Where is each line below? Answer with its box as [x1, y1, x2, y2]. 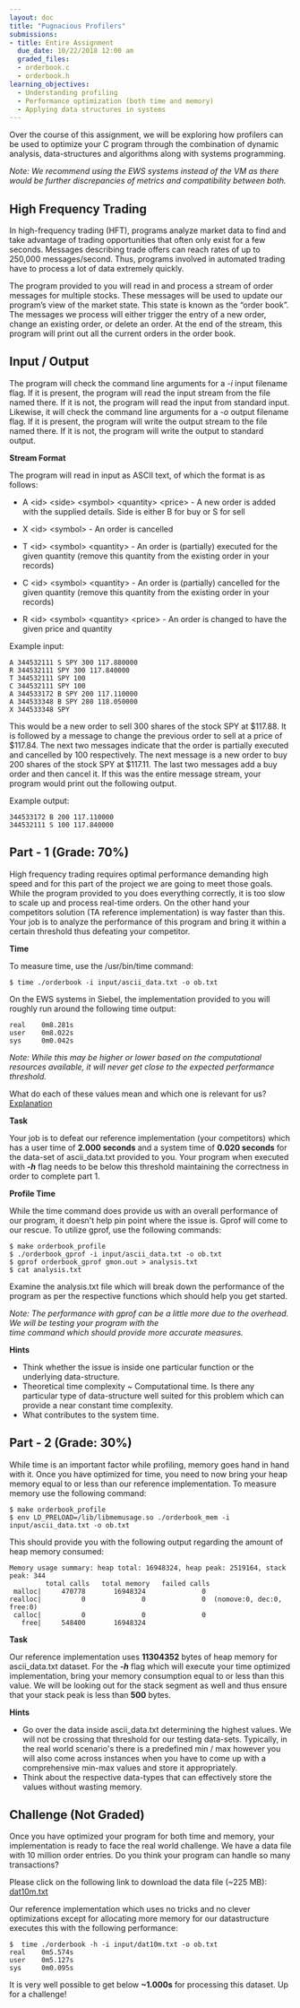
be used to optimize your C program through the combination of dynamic [9, 139, 279, 150]
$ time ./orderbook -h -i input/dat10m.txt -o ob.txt [9, 1940, 219, 1950]
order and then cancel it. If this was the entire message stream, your [9, 768, 261, 779]
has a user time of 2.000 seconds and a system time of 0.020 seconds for [9, 1142, 288, 1153]
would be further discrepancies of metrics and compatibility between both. [9, 176, 287, 186]
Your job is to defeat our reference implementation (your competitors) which [9, 1132, 291, 1143]
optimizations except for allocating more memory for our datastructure [9, 1913, 270, 1924]
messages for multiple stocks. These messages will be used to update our [9, 290, 284, 301]
